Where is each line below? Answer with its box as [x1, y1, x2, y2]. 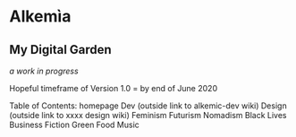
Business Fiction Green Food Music [9, 119, 140, 130]
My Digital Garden [9, 42, 112, 57]
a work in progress [9, 65, 79, 76]
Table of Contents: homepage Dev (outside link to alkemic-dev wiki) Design [9, 100, 288, 111]
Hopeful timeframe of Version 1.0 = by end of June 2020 [9, 83, 217, 93]
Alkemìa [9, 6, 72, 27]
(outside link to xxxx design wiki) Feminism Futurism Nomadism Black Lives [9, 110, 287, 120]
